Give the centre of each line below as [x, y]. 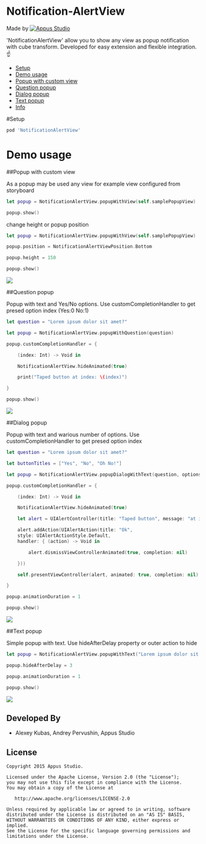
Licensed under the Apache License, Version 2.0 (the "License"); [93, 777]
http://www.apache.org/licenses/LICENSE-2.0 [72, 799]
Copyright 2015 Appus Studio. [45, 767]
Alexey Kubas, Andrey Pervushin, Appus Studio [75, 733]
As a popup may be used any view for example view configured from [93, 184]
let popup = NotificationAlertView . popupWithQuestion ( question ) [90, 333]
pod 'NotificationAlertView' [44, 130]
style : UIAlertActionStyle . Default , [64, 536]
